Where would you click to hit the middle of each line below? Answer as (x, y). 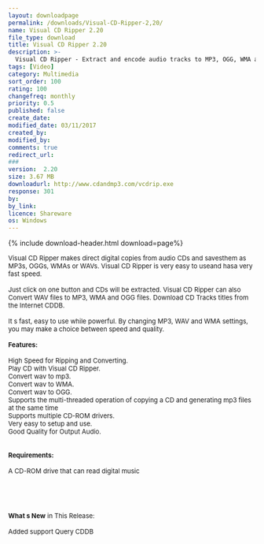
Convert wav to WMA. (41, 384)
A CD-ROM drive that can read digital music (74, 471)
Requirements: (31, 455)
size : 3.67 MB (31, 177)
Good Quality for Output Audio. (55, 432)
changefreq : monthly (42, 96)
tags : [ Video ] (31, 67)
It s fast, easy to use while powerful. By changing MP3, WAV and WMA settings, (128, 321)
